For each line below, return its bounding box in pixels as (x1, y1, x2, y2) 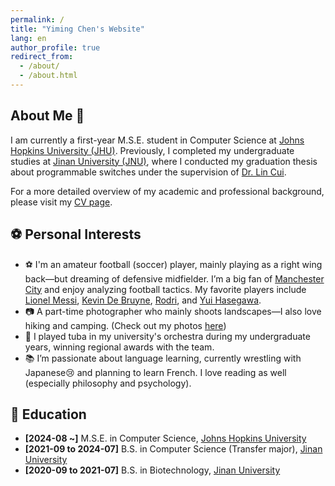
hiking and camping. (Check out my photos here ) (24, 319, 227, 331)
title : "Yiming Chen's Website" (10, 24, 145, 34)
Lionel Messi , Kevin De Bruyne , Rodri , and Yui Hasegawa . (24, 294, 262, 306)
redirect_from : (10, 52, 74, 62)
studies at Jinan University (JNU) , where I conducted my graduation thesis (10, 155, 318, 167)
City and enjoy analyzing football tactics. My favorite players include (24, 283, 307, 295)
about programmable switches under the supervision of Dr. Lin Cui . (10, 166, 287, 178)
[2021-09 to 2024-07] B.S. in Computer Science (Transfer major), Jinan (24, 443, 323, 455)
